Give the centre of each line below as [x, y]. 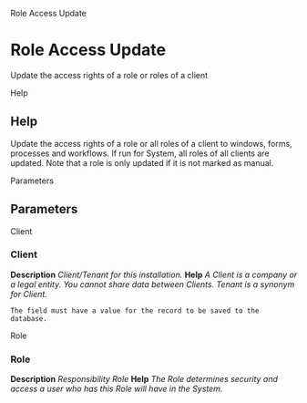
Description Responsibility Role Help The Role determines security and [144, 379]
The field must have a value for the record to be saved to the [135, 310]
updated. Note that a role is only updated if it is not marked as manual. [142, 162]
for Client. [29, 294]
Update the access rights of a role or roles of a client [109, 75]
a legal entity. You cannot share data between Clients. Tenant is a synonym [153, 284]
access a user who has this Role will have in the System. [117, 389]
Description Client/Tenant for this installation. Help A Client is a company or [154, 274]
